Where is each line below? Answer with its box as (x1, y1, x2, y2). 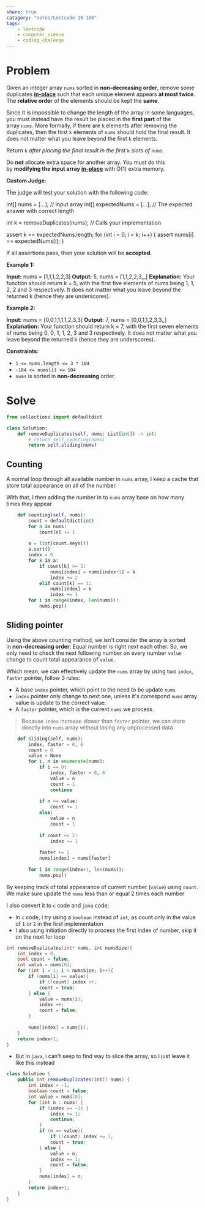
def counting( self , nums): (17, 512, 86, 518)
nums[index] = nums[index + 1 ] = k (50, 569, 136, 575)
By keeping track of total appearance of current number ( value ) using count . (6, 883, 199, 890)
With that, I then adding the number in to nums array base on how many (6, 494, 185, 501)
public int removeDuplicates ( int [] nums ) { (17, 1076, 130, 1083)
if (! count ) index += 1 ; (50, 1133, 114, 1139)
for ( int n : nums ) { (28, 1099, 84, 1105)
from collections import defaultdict (6, 414, 103, 420)
